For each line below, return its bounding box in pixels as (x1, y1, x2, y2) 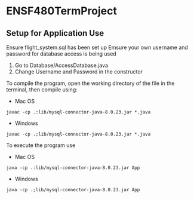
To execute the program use (6, 142, 76, 149)
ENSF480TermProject (6, 4, 118, 18)
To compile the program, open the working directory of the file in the (6, 79, 175, 87)
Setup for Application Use (6, 28, 104, 38)
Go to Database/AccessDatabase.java (14, 62, 109, 69)
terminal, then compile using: (6, 86, 78, 93)
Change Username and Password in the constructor (14, 68, 143, 75)
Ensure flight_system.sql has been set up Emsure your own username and (6, 44, 188, 51)
